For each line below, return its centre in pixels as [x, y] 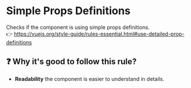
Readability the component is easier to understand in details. [90, 79]
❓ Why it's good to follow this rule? [71, 62]
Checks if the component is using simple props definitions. [78, 27]
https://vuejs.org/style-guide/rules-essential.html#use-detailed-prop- [99, 34]
